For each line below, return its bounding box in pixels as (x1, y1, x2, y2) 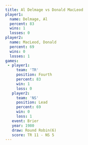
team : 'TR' (16, 68, 39, 73)
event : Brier (11, 118, 39, 124)
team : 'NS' (16, 95, 39, 100)
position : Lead (16, 100, 48, 105)
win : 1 (16, 81, 30, 86)
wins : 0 (9, 49, 26, 54)
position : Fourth (16, 72, 52, 77)
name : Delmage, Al (9, 16, 48, 21)
